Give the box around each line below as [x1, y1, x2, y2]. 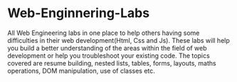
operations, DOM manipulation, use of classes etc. [7, 66, 155, 75]
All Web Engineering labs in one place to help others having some [7, 29, 200, 37]
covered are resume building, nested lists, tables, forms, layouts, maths [7, 58, 216, 67]
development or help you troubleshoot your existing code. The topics [7, 51, 210, 60]
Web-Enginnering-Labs [7, 5, 150, 21]
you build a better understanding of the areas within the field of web [7, 43, 207, 52]
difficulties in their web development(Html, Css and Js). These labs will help [7, 36, 230, 44]
